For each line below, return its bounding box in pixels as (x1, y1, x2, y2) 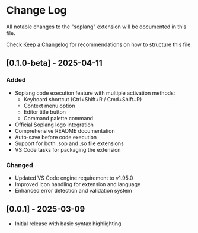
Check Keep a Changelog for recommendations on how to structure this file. (6, 41, 193, 48)
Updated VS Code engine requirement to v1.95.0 (14, 174, 133, 181)
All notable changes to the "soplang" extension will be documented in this (6, 23, 187, 30)
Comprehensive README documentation (14, 127, 115, 134)
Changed (6, 161, 34, 169)
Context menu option (23, 102, 75, 109)
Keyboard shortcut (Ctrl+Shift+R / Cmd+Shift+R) (23, 95, 142, 103)
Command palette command (23, 114, 94, 122)
